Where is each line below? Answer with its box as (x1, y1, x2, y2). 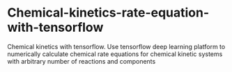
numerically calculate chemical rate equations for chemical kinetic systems (7, 50, 223, 58)
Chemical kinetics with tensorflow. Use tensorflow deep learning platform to (7, 42, 226, 51)
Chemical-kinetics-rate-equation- (7, 5, 210, 21)
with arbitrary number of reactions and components (7, 57, 156, 65)
